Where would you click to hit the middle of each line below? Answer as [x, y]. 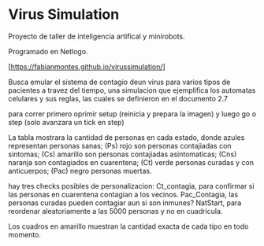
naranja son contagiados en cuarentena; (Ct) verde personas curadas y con [131, 162]
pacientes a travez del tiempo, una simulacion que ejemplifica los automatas [132, 90]
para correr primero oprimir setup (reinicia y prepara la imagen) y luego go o [132, 114]
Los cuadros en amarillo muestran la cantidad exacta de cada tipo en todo [128, 226]
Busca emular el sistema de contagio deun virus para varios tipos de [119, 82]
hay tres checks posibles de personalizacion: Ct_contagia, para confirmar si [131, 185]
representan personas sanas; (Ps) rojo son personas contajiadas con [120, 145]
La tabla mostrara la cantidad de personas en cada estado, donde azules [126, 137]
